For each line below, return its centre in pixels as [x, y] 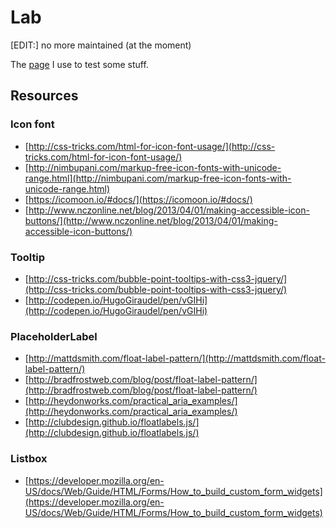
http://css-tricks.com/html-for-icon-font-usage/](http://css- [152, 146]
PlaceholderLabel [54, 336]
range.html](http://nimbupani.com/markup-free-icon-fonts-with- [158, 178]
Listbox [29, 459]
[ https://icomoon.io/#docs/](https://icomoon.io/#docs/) [138, 199]
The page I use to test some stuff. [79, 64]
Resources [44, 96]
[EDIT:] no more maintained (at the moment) [101, 45]
